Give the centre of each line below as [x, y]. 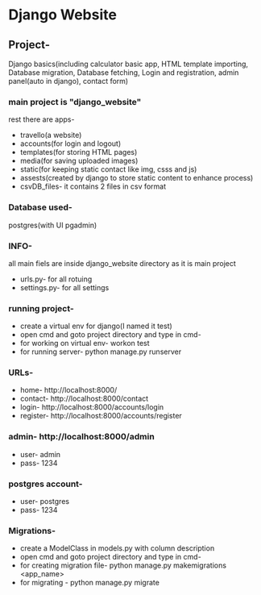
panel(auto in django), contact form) [68, 81]
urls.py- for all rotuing [56, 279]
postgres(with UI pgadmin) [53, 225]
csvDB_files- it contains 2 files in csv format [93, 186]
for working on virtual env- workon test [85, 343]
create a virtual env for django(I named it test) [96, 326]
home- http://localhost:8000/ [68, 390]
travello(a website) [51, 135]
